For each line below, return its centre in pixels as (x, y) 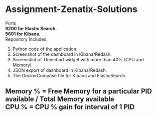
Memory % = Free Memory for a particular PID (78, 91)
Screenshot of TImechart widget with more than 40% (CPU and (78, 59)
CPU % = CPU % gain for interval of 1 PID (70, 107)
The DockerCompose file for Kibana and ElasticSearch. (69, 75)
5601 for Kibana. (23, 34)
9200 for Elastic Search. (31, 28)
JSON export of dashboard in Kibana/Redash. (60, 70)
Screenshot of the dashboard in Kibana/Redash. (62, 54)
